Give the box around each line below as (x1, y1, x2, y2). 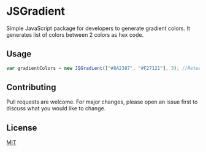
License (6, 123, 37, 133)
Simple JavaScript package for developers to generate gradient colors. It (6, 25, 191, 32)
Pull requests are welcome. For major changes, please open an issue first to (6, 98, 198, 105)
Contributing (6, 82, 56, 93)
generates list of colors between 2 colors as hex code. (6, 31, 144, 38)
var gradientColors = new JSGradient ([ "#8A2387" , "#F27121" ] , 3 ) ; (6, 65, 180, 71)
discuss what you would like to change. (6, 105, 106, 112)
